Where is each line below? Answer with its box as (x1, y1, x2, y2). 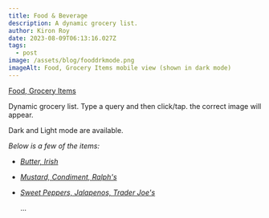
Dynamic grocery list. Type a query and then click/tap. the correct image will (8, 101, 262, 111)
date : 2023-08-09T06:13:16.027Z (8, 34, 116, 42)
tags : (8, 42, 26, 50)
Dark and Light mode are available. (8, 125, 124, 135)
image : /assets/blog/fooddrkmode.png (8, 57, 135, 65)
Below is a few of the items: (8, 141, 100, 151)
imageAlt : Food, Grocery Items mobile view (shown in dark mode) (8, 64, 231, 72)
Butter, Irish (19, 156, 59, 166)
